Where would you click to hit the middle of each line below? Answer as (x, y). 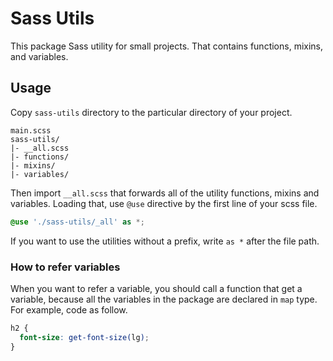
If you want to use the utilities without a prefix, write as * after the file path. (165, 241)
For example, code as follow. (69, 309)
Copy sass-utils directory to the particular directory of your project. (151, 112)
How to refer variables (65, 267)
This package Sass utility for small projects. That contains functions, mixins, (167, 46)
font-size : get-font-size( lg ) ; (84, 337)
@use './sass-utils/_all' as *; (77, 222)
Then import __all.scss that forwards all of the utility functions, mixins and (165, 193)
